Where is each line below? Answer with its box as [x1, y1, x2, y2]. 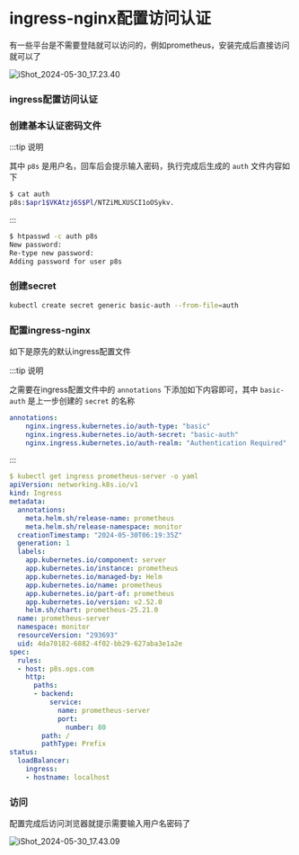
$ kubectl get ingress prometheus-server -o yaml [9, 472, 199, 481]
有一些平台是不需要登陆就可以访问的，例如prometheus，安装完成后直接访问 [9, 40, 290, 50]
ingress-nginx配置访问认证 [9, 8, 211, 29]
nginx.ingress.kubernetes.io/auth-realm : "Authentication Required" [25, 438, 287, 448]
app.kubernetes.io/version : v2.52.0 [25, 597, 163, 607]
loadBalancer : [17, 756, 70, 765]
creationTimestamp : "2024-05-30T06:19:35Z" [17, 530, 182, 539]
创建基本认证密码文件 [9, 119, 101, 131]
